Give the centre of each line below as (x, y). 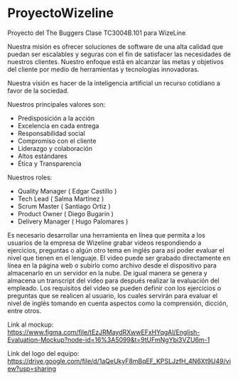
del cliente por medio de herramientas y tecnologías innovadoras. (103, 69)
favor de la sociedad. (38, 90)
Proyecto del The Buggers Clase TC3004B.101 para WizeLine (97, 33)
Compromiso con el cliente (57, 141)
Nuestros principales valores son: (56, 104)
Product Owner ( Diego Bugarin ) (65, 213)
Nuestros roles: (30, 177)
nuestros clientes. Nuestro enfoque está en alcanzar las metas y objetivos (115, 61)
